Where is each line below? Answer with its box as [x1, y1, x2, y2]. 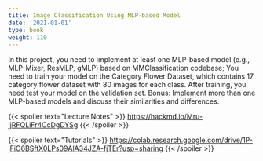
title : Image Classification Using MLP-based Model [8, 11, 181, 20]
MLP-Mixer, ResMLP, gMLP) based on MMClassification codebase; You [8, 64, 239, 73]
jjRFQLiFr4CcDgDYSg [8, 120, 79, 130]
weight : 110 [8, 33, 47, 42]
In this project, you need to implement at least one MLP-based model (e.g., [8, 55, 250, 64]
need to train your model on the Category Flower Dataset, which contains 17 [8, 71, 254, 81]
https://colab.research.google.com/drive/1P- [109, 135, 254, 145]
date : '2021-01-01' [8, 19, 72, 27]
